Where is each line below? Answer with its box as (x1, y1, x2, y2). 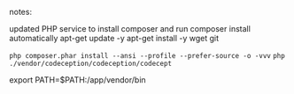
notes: (9, 7, 33, 17)
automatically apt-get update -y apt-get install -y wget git (9, 33, 220, 43)
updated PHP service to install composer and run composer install (9, 24, 251, 33)
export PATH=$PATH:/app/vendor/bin (9, 75, 146, 85)
